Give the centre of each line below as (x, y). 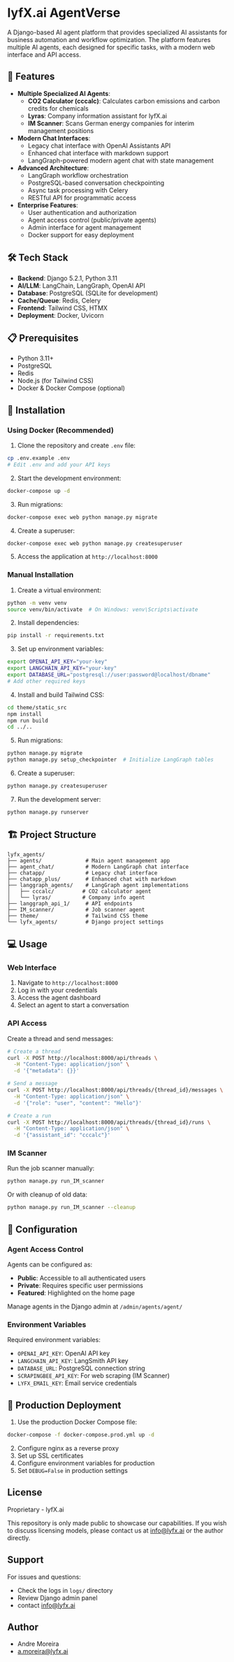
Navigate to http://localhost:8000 (68, 983)
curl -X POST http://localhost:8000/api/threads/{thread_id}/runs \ (109, 1122)
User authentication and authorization (82, 212)
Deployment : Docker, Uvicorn (60, 315)
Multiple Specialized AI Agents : (64, 93)
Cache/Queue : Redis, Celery (59, 300)
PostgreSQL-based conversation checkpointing (96, 183)
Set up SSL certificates (50, 1455)
